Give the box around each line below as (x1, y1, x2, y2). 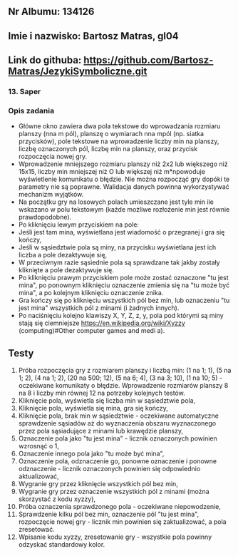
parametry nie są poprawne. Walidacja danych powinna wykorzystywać (18, 182, 230, 191)
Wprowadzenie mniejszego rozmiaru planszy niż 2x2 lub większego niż (18, 160, 228, 168)
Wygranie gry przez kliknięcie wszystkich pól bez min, (18, 480, 179, 488)
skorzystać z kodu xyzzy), (18, 495, 95, 503)
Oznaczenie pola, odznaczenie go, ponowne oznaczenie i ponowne (18, 457, 217, 465)
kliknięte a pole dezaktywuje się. (18, 266, 115, 274)
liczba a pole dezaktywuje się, (18, 251, 108, 259)
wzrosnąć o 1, (18, 442, 59, 451)
